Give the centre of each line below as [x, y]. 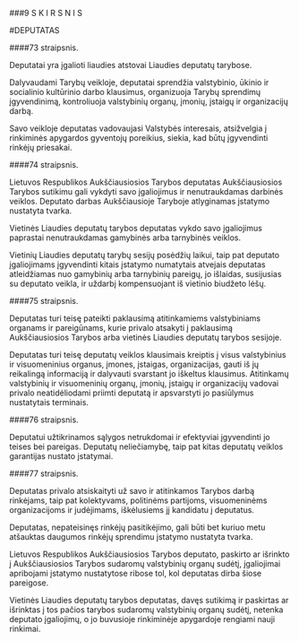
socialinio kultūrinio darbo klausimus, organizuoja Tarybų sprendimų [135, 92]
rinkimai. [25, 628]
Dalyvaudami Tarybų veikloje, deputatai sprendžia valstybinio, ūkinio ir [139, 82]
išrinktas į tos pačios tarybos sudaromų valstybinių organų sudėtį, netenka [146, 610]
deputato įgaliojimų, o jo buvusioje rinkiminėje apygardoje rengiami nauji [142, 619]
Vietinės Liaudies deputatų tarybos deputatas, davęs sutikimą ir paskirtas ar [149, 600]
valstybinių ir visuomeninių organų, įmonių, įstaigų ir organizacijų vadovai [144, 383]
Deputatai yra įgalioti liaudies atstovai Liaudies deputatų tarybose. [131, 65]
